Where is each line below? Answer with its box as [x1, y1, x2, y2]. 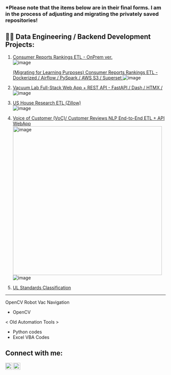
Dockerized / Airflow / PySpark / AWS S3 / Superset [12, 74, 122, 80]
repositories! [5, 17, 38, 24]
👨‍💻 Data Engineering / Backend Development [5, 33, 151, 41]
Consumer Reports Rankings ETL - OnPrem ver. [12, 54, 113, 60]
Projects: [5, 40, 35, 49]
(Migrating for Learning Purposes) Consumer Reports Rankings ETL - [12, 69, 158, 75]
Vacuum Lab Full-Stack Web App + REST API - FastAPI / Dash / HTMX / [12, 84, 163, 91]
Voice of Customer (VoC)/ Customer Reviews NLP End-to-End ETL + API [12, 115, 165, 121]
